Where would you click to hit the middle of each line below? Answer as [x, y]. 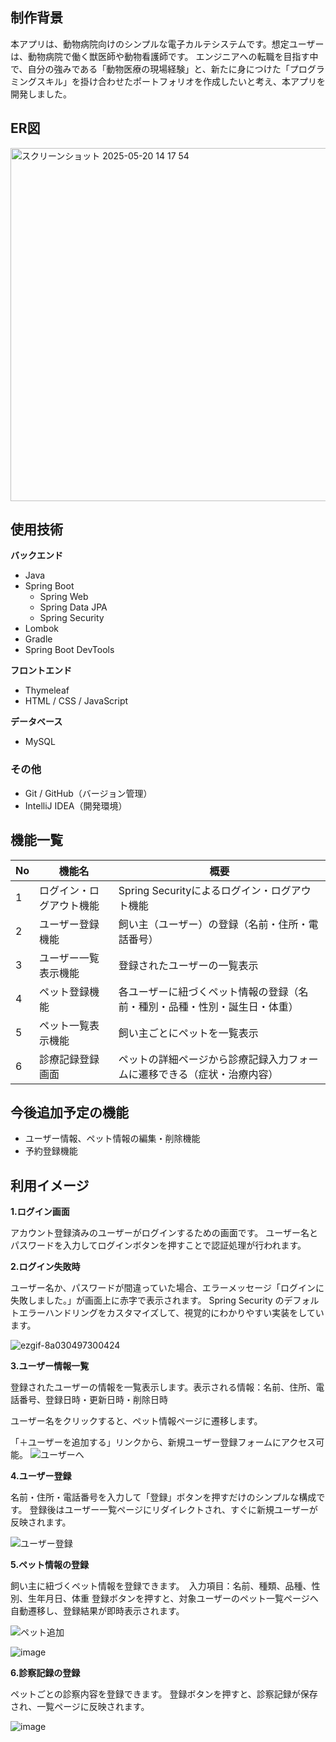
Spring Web [64, 597]
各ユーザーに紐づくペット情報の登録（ [208, 991]
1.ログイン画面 [40, 1212]
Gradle [38, 639]
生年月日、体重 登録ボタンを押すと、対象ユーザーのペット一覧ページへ [173, 1599]
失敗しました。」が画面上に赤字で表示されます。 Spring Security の [147, 1300]
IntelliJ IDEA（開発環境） [76, 805]
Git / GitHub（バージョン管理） [88, 793]
